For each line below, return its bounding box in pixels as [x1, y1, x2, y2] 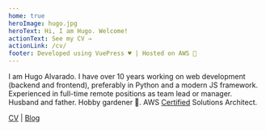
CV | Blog [8, 113, 40, 122]
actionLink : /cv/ [8, 42, 67, 50]
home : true [8, 11, 45, 20]
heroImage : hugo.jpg [8, 19, 78, 27]
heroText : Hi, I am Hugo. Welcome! [8, 27, 129, 35]
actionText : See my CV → [8, 34, 92, 43]
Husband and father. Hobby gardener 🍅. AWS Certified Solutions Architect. [8, 98, 258, 107]
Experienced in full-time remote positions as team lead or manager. [8, 89, 233, 98]
